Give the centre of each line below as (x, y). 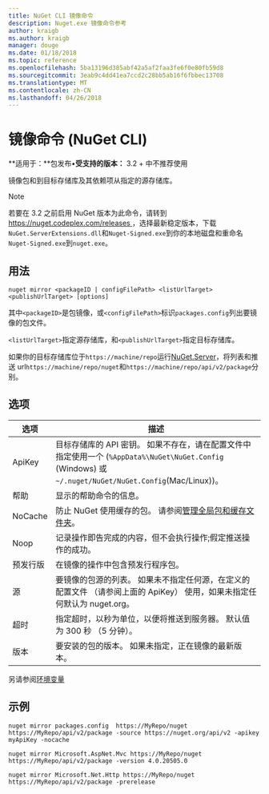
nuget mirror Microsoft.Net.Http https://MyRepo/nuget (102, 775)
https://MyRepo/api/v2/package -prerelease (82, 782)
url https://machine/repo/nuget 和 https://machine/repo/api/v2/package (134, 367)
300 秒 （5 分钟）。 (101, 631)
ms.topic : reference (43, 61)
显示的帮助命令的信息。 (100, 495)
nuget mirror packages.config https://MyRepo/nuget (98, 726)
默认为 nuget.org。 (99, 603)
